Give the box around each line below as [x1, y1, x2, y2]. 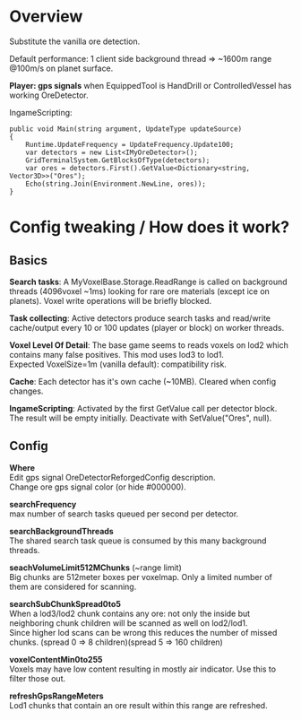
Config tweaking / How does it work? [9, 217, 289, 238]
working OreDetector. [9, 90, 89, 100]
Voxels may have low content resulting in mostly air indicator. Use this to [9, 664, 276, 674]
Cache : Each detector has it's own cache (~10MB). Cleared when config [9, 376, 276, 386]
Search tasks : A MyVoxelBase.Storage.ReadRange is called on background [9, 276, 288, 287]
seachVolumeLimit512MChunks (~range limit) [9, 562, 182, 573]
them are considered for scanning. [9, 581, 137, 592]
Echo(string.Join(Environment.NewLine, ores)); [25, 179, 206, 188]
